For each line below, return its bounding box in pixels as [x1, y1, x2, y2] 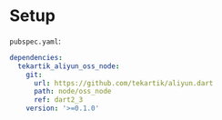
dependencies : [9, 53, 64, 62]
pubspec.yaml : [9, 35, 61, 46]
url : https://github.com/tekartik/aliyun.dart [33, 78, 214, 87]
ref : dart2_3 [33, 95, 84, 105]
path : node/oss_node [33, 87, 112, 96]
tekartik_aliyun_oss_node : [17, 61, 120, 71]
